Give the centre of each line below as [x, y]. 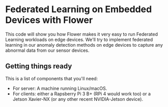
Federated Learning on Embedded [79, 9]
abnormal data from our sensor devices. [47, 50]
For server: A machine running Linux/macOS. [60, 88]
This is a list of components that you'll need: [52, 78]
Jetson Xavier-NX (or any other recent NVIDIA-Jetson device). [78, 99]
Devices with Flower [49, 20]
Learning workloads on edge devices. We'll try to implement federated [79, 40]
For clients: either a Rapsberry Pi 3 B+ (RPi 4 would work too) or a [82, 94]
